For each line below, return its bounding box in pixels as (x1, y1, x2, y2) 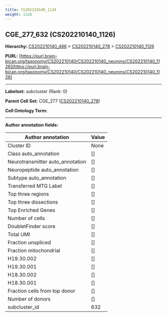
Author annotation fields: (5, 122, 59, 128)
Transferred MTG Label (7, 182, 62, 189)
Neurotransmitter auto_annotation (7, 158, 86, 165)
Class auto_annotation (7, 150, 60, 157)
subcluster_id (7, 304, 39, 311)
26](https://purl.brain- (5, 64, 51, 70)
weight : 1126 (5, 12, 32, 17)
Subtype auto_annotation (7, 174, 66, 181)
